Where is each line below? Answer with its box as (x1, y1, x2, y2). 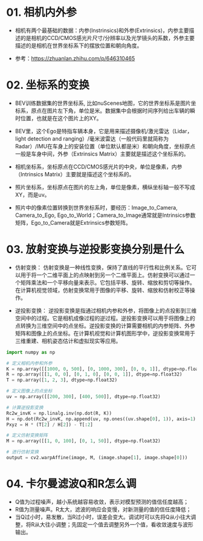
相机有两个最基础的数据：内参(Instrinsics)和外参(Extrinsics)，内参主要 (14, 27, 189, 34)
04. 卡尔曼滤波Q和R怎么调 (6, 477, 137, 491)
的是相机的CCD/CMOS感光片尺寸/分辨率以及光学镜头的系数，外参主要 (20, 34, 195, 41)
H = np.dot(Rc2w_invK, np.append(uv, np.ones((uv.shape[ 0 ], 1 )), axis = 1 (6, 416, 193, 422)
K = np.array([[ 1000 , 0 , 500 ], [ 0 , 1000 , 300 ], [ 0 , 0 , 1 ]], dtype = (6, 366, 180, 372)
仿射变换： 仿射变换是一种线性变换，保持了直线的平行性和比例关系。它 (14, 264, 192, 271)
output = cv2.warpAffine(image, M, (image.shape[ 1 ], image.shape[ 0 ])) (6, 455, 188, 461)
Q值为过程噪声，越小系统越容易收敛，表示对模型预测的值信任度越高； (14, 498, 189, 505)
